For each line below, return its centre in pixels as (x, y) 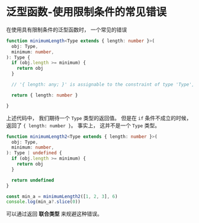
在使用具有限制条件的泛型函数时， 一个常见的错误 (67, 30)
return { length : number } (45, 95)
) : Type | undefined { (34, 153)
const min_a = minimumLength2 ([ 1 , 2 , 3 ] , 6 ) (62, 196)
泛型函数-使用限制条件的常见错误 (86, 12)
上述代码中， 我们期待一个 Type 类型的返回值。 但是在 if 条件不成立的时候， (99, 118)
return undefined (33, 180)
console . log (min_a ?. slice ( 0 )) (44, 202)
